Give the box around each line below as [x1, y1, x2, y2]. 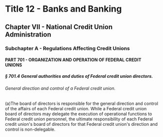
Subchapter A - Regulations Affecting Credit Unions [5, 45, 130, 51]
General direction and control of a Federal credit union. [5, 86, 116, 91]
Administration [5, 30, 52, 38]
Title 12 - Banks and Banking [5, 3, 122, 15]
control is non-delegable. [5, 126, 55, 132]
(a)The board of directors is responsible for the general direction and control [5, 101, 158, 106]
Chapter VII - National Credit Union [5, 23, 113, 31]
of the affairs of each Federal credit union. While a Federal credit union [5, 105, 147, 111]
